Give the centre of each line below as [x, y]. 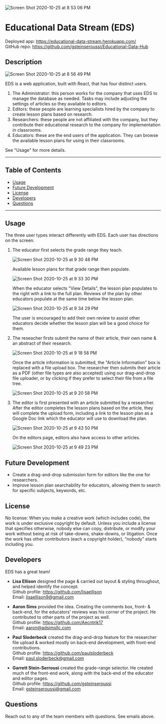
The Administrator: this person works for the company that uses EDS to [85, 93]
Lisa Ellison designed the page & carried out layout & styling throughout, [86, 581]
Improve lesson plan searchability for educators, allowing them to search [86, 485]
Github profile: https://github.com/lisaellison [57, 591]
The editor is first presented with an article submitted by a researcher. [83, 403]
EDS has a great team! [28, 572]
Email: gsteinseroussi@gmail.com [46, 689]
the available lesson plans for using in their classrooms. [69, 140]
